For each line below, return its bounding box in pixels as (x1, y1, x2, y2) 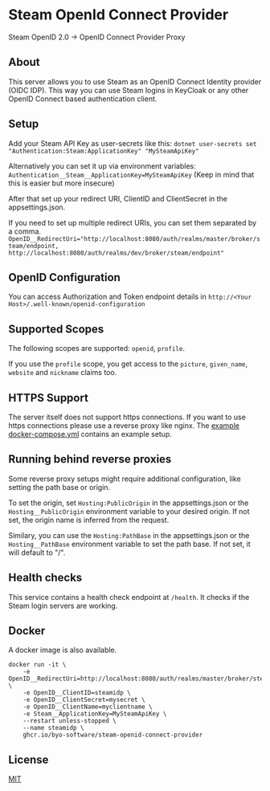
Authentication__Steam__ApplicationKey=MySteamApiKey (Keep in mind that (8, 169, 255, 179)
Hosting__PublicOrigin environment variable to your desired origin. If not (8, 506, 251, 516)
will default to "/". (8, 548, 66, 557)
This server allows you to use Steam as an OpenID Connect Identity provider (8, 76, 262, 86)
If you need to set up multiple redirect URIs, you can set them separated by (8, 218, 257, 227)
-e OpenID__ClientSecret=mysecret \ (22, 696, 146, 704)
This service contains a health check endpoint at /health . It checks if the (8, 592, 250, 601)
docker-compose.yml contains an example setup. (8, 430, 173, 438)
